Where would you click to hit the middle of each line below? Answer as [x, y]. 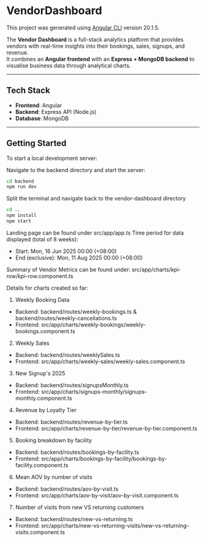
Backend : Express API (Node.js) [56, 111]
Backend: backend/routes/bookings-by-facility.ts [77, 452]
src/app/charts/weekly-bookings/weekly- [93, 325]
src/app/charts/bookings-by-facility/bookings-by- [104, 458]
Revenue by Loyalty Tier [46, 410]
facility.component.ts [42, 465]
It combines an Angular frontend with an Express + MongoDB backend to [101, 59]
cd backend [20, 181]
